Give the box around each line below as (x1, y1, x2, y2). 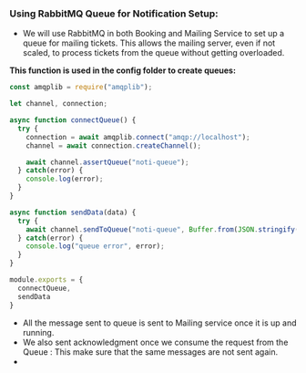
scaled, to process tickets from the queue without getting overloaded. (22, 47, 285, 58)
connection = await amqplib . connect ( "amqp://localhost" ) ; (25, 132, 250, 141)
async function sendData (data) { (9, 208, 137, 217)
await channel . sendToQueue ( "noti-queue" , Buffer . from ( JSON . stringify (25, 224, 296, 234)
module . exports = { (9, 275, 84, 285)
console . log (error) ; (25, 174, 104, 184)
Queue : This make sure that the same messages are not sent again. (22, 346, 279, 357)
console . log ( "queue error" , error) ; (25, 242, 166, 251)
